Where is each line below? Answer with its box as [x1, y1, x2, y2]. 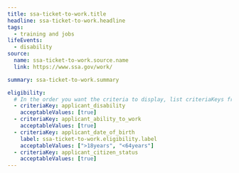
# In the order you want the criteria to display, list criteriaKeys [14, 95, 224, 103]
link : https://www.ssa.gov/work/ [14, 63, 113, 70]
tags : [7, 23, 23, 31]
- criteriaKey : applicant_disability [14, 103, 126, 110]
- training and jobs [14, 30, 75, 38]
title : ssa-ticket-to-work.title [7, 10, 107, 18]
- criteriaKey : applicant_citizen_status [14, 149, 139, 156]
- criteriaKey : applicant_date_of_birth [14, 129, 135, 136]
